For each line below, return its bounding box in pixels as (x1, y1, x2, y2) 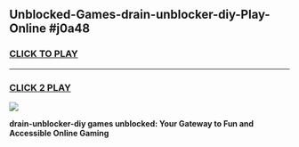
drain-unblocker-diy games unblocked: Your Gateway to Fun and (9, 118, 255, 128)
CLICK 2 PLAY (9, 81, 71, 94)
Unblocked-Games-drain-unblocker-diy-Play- (9, 7, 271, 22)
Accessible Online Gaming (9, 127, 109, 138)
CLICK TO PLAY (9, 48, 78, 61)
